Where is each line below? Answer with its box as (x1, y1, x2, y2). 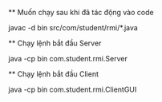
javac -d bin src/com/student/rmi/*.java (8, 23, 138, 32)
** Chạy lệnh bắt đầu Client (8, 69, 99, 79)
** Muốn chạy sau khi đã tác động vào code (8, 8, 154, 17)
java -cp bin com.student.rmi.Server (8, 54, 128, 63)
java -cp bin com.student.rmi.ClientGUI (8, 84, 137, 94)
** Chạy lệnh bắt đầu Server (8, 38, 102, 48)
